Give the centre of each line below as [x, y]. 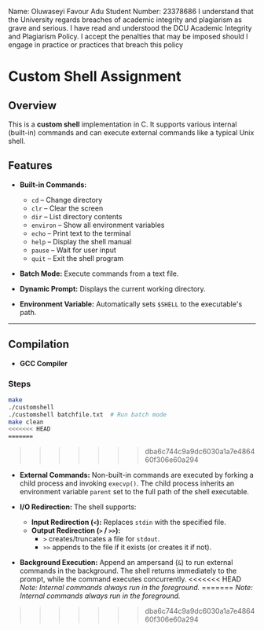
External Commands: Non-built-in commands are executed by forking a [136, 475]
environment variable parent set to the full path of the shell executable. [134, 492]
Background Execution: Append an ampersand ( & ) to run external [126, 563]
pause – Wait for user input [73, 250]
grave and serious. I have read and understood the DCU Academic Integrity [130, 28]
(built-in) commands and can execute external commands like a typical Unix [131, 132]
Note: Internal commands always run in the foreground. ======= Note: [136, 588]
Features [30, 165]
